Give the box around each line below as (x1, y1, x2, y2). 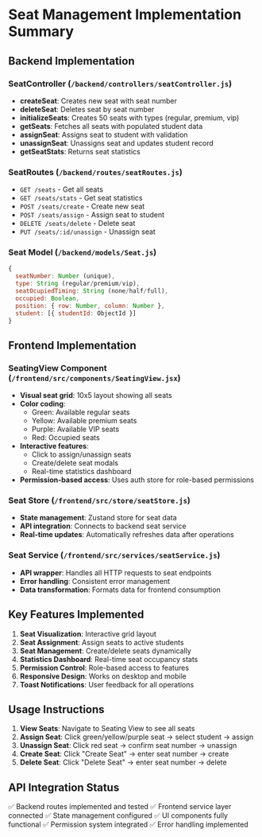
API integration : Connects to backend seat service (19, 521, 187, 531)
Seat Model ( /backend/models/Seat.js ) (8, 247, 157, 258)
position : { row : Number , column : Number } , (15, 302, 165, 309)
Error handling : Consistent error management (19, 576, 171, 586)
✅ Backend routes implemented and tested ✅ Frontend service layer (8, 802, 232, 812)
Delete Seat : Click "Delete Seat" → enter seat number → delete (19, 757, 228, 767)
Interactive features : (19, 442, 89, 451)
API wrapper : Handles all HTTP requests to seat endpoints (19, 567, 212, 578)
